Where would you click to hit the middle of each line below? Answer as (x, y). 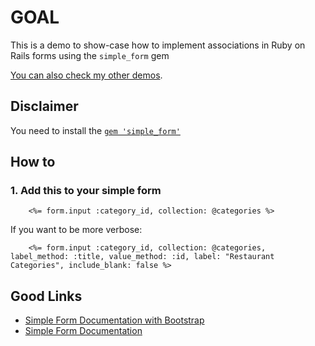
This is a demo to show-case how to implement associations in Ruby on (158, 45)
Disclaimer (44, 106)
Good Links (46, 296)
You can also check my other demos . (86, 75)
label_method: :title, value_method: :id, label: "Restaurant (142, 257)
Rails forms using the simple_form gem (90, 55)
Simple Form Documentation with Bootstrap (114, 320)
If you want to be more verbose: (76, 230)
